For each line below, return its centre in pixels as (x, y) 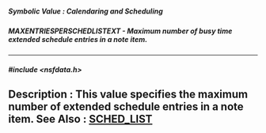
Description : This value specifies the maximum (128, 95)
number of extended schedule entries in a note (126, 107)
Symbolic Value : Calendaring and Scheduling (86, 11)
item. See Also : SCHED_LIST (80, 119)
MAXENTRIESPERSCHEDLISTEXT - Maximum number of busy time (120, 31)
